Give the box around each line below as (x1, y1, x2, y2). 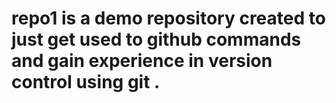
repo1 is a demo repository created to (11, 7, 326, 30)
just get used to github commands (11, 28, 302, 51)
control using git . (11, 71, 161, 94)
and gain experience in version (11, 50, 273, 72)
